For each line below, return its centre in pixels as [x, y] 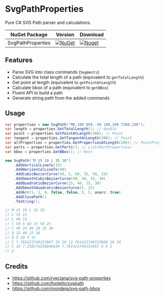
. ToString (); [27, 201]
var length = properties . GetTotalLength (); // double [61, 129]
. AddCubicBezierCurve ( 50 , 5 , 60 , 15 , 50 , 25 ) [61, 174]
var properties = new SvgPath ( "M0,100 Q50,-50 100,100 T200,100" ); [75, 125]
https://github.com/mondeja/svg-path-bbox [56, 288]
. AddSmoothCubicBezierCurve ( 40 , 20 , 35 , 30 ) [60, 179]
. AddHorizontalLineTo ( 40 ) [40, 169]
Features [19, 60]
